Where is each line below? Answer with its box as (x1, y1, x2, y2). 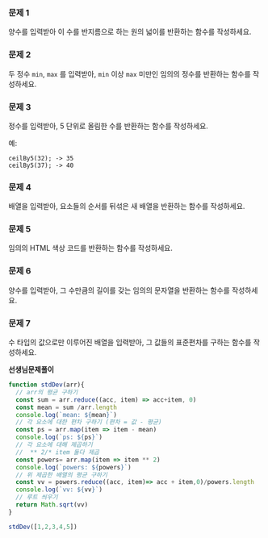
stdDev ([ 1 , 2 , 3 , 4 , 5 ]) (8, 523, 78, 531)
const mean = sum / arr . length (15, 403, 117, 411)
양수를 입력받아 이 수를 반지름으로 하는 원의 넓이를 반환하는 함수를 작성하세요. (8, 27, 252, 37)
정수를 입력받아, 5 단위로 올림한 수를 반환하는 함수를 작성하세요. (8, 121, 208, 131)
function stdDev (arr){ (8, 381, 85, 389)
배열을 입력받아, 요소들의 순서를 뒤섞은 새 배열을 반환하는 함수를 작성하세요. (8, 202, 245, 211)
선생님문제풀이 (8, 365, 55, 374)
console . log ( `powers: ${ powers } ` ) (15, 463, 132, 471)
